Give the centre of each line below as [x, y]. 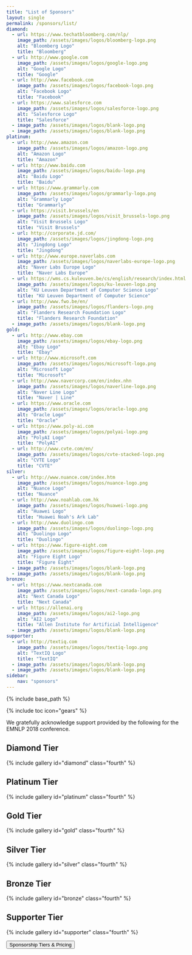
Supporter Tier [35, 917]
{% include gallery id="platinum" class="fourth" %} [71, 796]
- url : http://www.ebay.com [47, 335]
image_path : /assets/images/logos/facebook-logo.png [85, 86]
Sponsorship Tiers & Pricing [40, 944]
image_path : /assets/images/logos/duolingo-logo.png [85, 528]
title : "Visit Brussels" [49, 228]
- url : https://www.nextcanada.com [57, 585]
